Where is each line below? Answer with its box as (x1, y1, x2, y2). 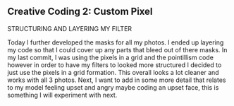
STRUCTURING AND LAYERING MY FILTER (7, 24, 133, 33)
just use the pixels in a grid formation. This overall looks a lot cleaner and (7, 68, 220, 76)
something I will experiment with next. (7, 90, 118, 99)
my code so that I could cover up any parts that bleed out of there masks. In (7, 45, 228, 54)
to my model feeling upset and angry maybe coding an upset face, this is (7, 83, 219, 91)
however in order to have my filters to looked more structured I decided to (7, 60, 222, 69)
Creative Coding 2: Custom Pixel (7, 6, 153, 18)
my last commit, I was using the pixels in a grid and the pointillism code (7, 53, 214, 61)
